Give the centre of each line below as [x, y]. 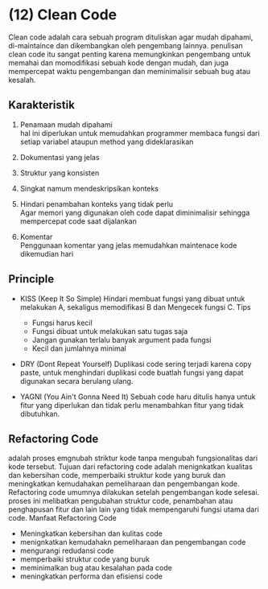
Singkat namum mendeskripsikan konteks [89, 188]
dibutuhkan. [40, 414]
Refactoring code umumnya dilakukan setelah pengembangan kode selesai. [134, 492]
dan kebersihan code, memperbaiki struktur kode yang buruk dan [117, 476]
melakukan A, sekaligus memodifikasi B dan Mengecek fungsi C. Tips [135, 307]
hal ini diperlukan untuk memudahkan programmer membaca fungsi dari [140, 133]
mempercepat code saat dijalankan [78, 221]
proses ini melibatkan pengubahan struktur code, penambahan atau [121, 501]
